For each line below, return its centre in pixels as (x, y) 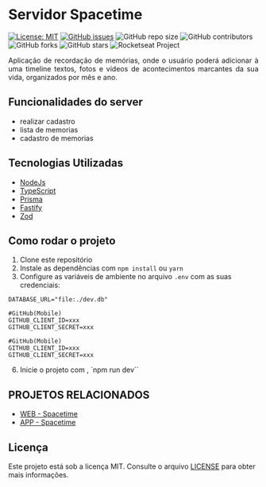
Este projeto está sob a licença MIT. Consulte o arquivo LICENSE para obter (132, 466)
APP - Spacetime (48, 423)
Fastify (31, 207)
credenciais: (40, 285)
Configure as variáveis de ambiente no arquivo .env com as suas (125, 277)
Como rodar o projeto (62, 241)
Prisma (31, 199)
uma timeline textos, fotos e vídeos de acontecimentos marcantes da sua (133, 68)
